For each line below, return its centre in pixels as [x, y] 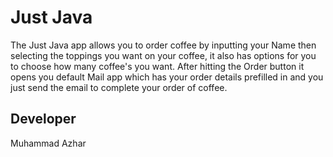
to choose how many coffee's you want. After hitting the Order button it [157, 66]
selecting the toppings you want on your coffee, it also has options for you [163, 55]
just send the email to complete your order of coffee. [119, 87]
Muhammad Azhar [48, 143]
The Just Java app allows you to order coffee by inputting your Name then [163, 45]
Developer [43, 119]
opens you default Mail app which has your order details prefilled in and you [167, 77]
